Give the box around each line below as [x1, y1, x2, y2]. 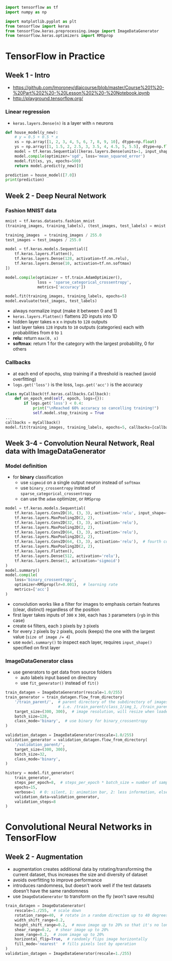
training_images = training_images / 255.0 [5, 233, 102, 238]
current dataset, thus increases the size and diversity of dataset [12, 872, 147, 878]
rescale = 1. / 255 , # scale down [14, 908, 81, 913]
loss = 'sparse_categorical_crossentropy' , [37, 280, 132, 285]
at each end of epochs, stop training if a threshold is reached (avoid [12, 370, 156, 377]
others [12, 346, 27, 352]
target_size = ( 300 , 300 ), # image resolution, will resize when [14, 709, 155, 714]
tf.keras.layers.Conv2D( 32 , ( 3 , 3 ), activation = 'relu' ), [14, 520, 139, 525]
